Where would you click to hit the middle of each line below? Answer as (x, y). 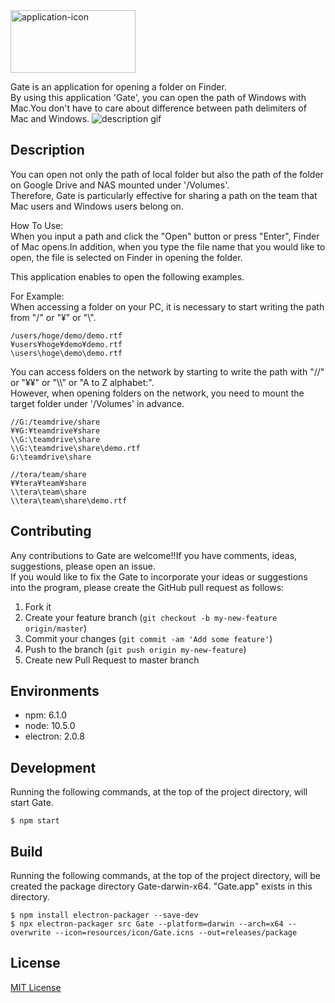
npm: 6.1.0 (46, 715)
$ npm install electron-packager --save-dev (104, 915)
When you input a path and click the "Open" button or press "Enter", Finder (165, 236)
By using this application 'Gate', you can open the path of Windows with (158, 97)
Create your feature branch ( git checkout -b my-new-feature (151, 617)
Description (47, 150)
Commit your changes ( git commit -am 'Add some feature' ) (148, 638)
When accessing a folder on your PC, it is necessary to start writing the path (167, 306)
